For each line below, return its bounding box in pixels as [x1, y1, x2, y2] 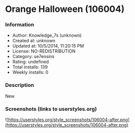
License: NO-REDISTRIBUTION [12, 48, 76, 54]
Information [5, 21, 34, 28]
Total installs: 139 [12, 64, 48, 70]
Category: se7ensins [12, 54, 55, 60]
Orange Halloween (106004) [5, 3, 125, 15]
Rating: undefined [12, 59, 49, 65]
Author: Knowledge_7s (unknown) [12, 32, 82, 38]
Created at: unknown [12, 38, 56, 44]
